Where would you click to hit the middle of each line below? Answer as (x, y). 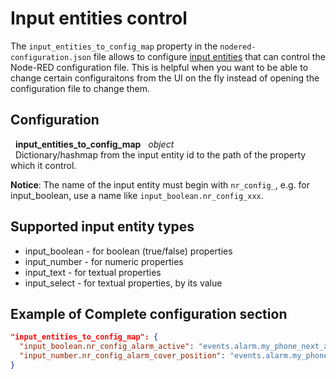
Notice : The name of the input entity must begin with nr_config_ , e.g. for (160, 184)
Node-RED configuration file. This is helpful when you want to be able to (159, 67)
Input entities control (99, 18)
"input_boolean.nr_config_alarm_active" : (107, 347)
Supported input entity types (102, 227)
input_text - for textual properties (93, 272)
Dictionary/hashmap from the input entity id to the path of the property (160, 154)
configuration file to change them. (80, 88)
